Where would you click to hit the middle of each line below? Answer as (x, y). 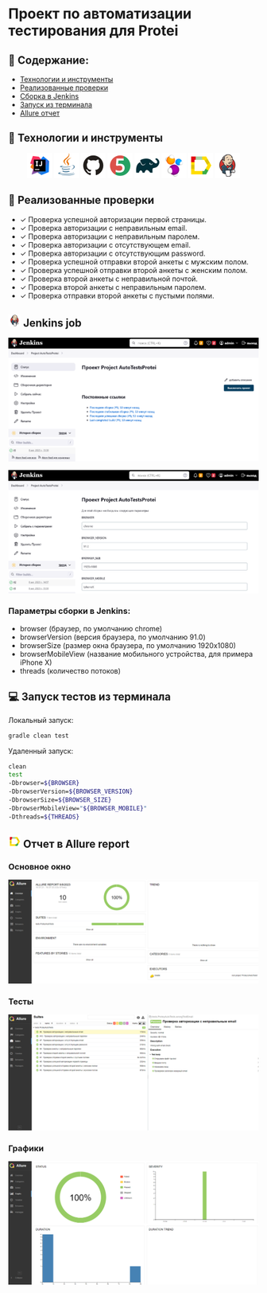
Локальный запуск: (41, 720)
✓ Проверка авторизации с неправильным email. (104, 228)
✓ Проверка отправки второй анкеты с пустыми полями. (117, 295)
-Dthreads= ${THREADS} (44, 817)
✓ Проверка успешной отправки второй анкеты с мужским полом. (134, 262)
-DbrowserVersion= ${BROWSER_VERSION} (71, 792)
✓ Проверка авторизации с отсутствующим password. (112, 253)
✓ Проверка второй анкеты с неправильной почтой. (109, 279)
